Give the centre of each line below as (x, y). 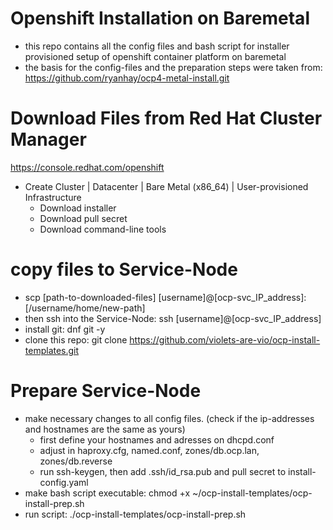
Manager (48, 139)
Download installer (78, 208)
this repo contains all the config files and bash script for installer (157, 46)
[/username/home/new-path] (85, 308)
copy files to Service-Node (124, 269)
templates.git (52, 350)
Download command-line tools (103, 229)
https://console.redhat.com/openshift (87, 167)
